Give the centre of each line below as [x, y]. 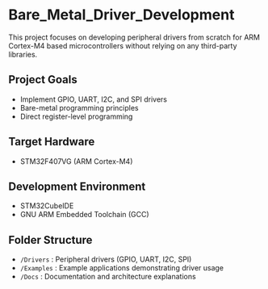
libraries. [23, 54]
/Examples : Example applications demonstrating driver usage [122, 268]
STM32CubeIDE [47, 206]
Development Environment [77, 186]
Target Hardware [52, 142]
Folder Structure [50, 240]
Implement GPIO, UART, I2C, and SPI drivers [94, 99]
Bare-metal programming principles [79, 107]
